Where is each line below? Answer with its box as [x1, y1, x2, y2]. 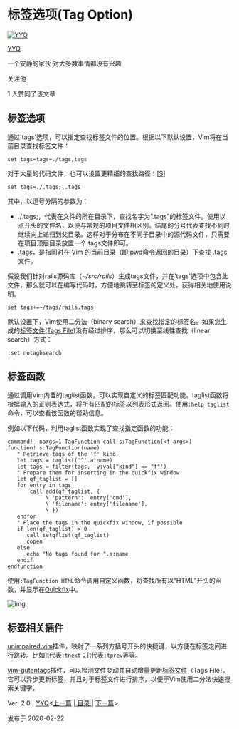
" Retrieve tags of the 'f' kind [16, 450, 116, 457]
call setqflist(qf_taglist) [26, 531, 110, 539]
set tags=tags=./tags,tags [7, 156, 87, 163]
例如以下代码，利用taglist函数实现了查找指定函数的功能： [7, 424, 175, 432]
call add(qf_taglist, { [29, 488, 100, 495]
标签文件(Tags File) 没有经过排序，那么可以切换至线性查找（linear [20, 326, 211, 335]
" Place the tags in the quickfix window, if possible [16, 519, 183, 526]
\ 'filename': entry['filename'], [45, 500, 148, 507]
